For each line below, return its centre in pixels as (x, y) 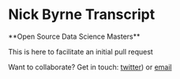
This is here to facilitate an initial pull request (81, 51)
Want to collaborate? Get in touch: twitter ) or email (90, 67)
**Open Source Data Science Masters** (74, 36)
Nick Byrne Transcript (82, 15)
